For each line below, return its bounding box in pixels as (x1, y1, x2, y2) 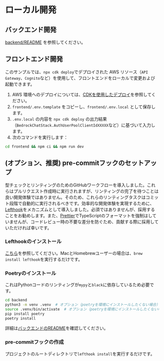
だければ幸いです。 (13, 225, 52, 230)
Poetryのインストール (5, 270, 57, 276)
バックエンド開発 (5, 25, 57, 34)
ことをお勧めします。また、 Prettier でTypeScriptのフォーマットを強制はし (5, 212, 153, 218)
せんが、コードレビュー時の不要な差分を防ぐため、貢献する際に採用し (13, 219, 155, 225)
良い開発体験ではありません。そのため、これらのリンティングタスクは (5, 194, 146, 200)
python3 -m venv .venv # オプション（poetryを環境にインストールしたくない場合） (5, 302, 160, 307)
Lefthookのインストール (5, 238, 62, 245)
